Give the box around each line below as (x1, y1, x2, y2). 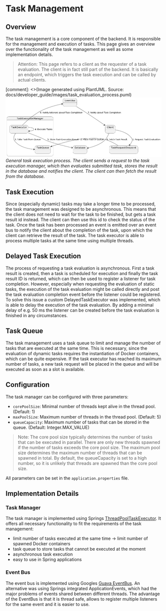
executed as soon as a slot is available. (5, 366, 85, 372)
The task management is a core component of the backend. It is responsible (5, 36, 161, 42)
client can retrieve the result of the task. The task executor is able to (5, 233, 145, 238)
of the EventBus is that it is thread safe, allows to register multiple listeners (5, 596, 158, 602)
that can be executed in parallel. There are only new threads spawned (17, 439, 160, 445)
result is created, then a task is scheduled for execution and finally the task (5, 270, 159, 276)
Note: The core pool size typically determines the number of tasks (17, 434, 153, 440)
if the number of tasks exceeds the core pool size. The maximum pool (17, 444, 160, 450)
